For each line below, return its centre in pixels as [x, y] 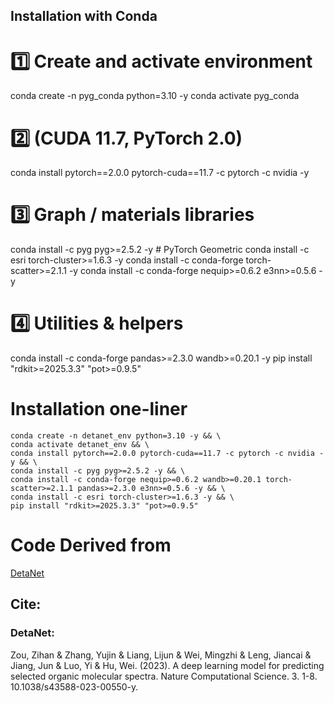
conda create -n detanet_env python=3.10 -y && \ [116, 436]
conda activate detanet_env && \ [80, 445]
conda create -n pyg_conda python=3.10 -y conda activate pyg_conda [155, 96]
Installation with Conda [84, 16]
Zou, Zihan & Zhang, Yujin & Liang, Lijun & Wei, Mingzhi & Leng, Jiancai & [161, 655]
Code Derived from [91, 545]
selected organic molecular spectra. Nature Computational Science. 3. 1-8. [164, 676]
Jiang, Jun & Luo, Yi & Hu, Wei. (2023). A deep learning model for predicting [167, 665]
